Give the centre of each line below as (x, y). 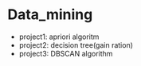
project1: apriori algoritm (59, 37)
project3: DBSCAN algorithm (66, 53)
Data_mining (50, 15)
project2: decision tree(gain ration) (76, 45)
